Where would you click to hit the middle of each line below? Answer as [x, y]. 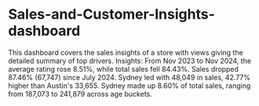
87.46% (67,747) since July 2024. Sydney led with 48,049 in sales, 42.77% [129, 77]
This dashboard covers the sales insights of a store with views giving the [126, 52]
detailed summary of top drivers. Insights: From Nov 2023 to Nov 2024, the [130, 61]
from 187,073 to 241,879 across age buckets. [80, 94]
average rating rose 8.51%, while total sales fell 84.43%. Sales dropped [124, 69]
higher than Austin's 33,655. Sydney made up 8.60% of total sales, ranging [129, 85]
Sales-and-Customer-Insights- [112, 14]
